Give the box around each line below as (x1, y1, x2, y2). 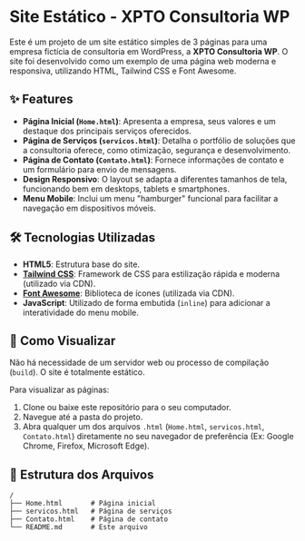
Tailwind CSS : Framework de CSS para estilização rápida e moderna (22, 268, 280, 279)
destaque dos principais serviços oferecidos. (22, 125, 192, 136)
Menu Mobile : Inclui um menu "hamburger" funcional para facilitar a (22, 192, 279, 203)
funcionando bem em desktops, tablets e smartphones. (22, 183, 230, 194)
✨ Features (9, 92, 74, 107)
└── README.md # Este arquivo (9, 523, 148, 532)
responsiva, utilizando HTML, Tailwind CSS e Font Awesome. (9, 65, 237, 76)
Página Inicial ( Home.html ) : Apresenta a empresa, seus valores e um (22, 115, 276, 126)
